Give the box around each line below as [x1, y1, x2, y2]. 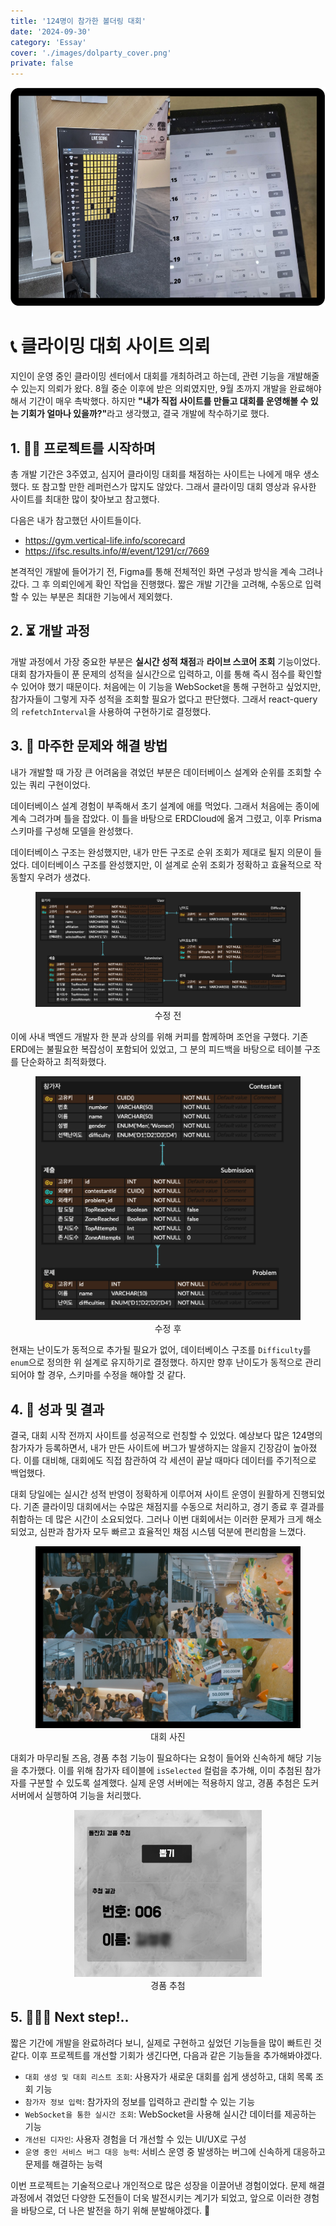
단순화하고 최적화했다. [20, 1056, 107, 1068]
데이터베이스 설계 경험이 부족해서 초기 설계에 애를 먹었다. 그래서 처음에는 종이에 [10, 800, 320, 812]
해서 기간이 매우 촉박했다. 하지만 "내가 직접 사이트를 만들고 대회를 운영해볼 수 [10, 395, 309, 407]
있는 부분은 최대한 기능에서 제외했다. [31, 590, 173, 602]
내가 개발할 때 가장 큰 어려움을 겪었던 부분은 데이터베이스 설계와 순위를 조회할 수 [10, 766, 323, 778]
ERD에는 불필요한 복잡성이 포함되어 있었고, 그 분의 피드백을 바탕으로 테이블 [10, 1043, 303, 1055]
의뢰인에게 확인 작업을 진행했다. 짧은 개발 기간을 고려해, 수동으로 [52, 578, 303, 590]
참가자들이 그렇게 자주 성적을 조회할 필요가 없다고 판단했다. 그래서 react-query [10, 693, 318, 705]
